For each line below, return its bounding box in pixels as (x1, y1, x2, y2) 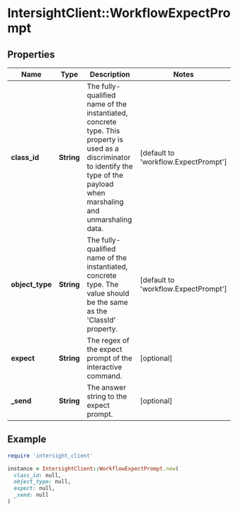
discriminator (86, 153, 131, 162)
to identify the (86, 161, 133, 171)
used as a (86, 144, 119, 154)
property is (86, 135, 124, 144)
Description (89, 70, 130, 79)
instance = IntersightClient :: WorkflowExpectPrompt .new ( (7, 465, 179, 472)
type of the (86, 171, 124, 180)
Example (7, 434, 47, 446)
